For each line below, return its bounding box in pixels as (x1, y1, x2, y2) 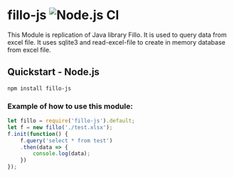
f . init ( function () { (7, 130, 69, 137)
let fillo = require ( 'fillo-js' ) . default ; (7, 118, 135, 125)
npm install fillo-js (7, 85, 72, 92)
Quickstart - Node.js (7, 66, 100, 78)
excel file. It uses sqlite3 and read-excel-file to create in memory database (7, 38, 225, 46)
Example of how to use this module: (7, 101, 133, 111)
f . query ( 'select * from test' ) (20, 137, 113, 144)
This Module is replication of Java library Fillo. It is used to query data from (7, 30, 227, 39)
